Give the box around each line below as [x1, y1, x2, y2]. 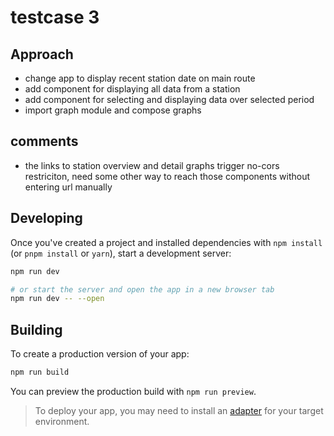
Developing [10, 210, 83, 227]
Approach [10, 46, 74, 63]
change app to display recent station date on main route [24, 72, 256, 84]
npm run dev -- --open [10, 294, 105, 304]
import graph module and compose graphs [24, 104, 202, 116]
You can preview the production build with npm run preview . [10, 385, 257, 397]
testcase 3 [10, 6, 100, 29]
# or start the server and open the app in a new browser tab [10, 284, 275, 295]
